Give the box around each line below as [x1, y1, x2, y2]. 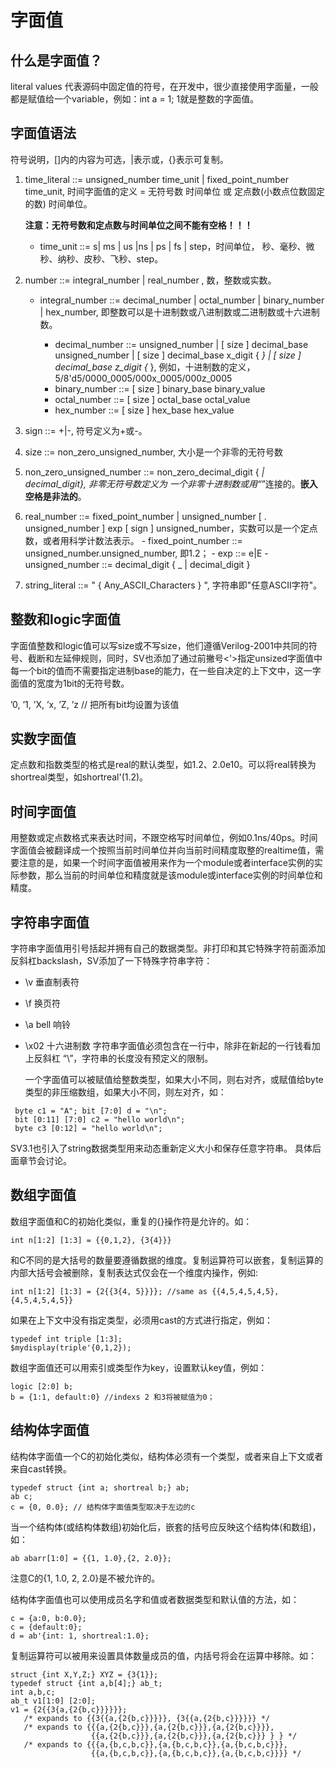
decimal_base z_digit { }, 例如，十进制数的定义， [54, 361, 256, 373]
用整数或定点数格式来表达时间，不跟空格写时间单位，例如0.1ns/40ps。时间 [10, 832, 318, 844]
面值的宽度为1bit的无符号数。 [10, 677, 130, 689]
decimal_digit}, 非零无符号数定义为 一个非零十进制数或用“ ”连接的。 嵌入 [24, 477, 318, 490]
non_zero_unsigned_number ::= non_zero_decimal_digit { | [24, 466, 265, 478]
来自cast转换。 [10, 1462, 72, 1475]
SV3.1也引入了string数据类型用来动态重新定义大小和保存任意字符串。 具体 [10, 1142, 313, 1155]
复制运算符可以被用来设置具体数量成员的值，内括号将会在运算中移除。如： [10, 1649, 317, 1661]
